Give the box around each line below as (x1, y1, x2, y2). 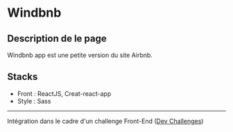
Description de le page (7, 33, 107, 44)
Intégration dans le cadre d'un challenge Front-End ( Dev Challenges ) (7, 117, 204, 125)
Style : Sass (17, 97, 51, 105)
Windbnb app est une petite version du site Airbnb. (7, 51, 153, 59)
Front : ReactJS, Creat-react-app (17, 89, 112, 98)
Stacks (7, 71, 38, 83)
